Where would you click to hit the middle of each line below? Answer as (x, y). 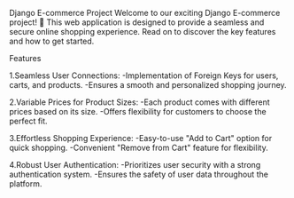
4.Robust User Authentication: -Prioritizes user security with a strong (135, 165)
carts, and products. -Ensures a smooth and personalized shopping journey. (148, 85)
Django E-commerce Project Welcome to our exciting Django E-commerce (145, 13)
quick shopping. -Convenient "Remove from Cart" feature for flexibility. (139, 147)
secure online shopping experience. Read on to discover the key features (143, 32)
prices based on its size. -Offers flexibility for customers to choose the (138, 111)
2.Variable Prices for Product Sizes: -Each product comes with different (139, 102)
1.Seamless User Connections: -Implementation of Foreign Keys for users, (144, 75)
